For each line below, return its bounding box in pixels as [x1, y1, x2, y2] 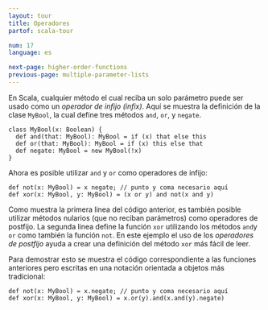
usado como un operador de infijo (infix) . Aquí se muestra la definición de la [8, 101, 261, 111]
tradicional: [8, 271, 46, 281]
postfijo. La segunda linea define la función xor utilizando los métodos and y [8, 221, 258, 231]
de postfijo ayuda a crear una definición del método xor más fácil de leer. [8, 238, 251, 248]
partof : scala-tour [8, 27, 74, 35]
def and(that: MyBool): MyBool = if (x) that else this [15, 132, 207, 141]
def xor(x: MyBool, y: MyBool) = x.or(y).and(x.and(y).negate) [8, 294, 225, 302]
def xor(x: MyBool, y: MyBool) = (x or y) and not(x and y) [8, 190, 215, 198]
